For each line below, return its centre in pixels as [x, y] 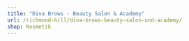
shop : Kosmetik [29, 26]
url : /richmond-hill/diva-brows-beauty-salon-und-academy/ [95, 20]
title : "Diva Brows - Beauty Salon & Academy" [76, 14]
